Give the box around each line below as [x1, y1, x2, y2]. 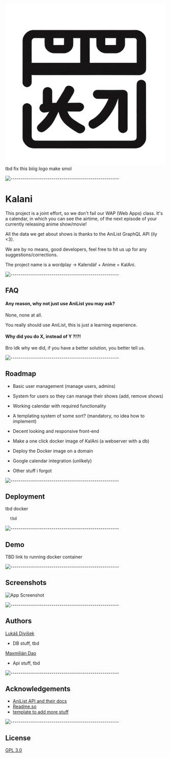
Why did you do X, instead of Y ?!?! [5, 333, 81, 339]
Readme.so [12, 703, 37, 710]
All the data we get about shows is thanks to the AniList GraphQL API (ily [5, 231, 158, 237]
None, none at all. [5, 312, 42, 318]
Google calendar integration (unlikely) [12, 457, 92, 463]
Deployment [5, 492, 45, 501]
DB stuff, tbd [12, 640, 39, 646]
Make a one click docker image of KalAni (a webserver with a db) [12, 438, 150, 444]
